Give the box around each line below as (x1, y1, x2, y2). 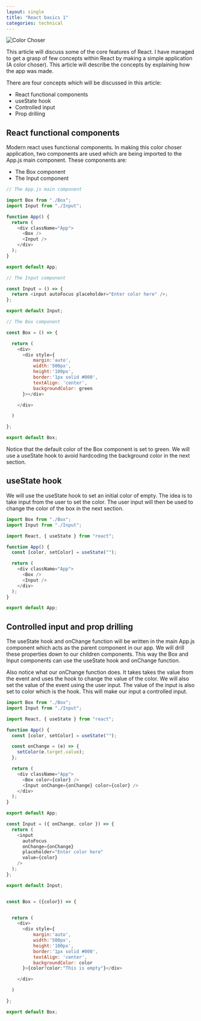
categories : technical (6, 20, 63, 26)
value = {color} (22, 855, 58, 861)
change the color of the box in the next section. (6, 505, 124, 512)
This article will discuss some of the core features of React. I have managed (6, 48, 194, 56)
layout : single (6, 8, 45, 15)
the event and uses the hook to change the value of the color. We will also (6, 675, 190, 682)
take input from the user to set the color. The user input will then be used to (6, 498, 194, 505)
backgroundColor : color (32, 959, 93, 966)
